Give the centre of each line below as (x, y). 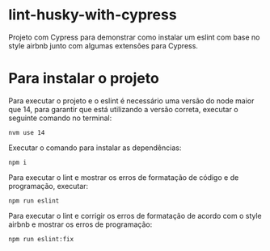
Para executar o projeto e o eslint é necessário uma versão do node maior (131, 100)
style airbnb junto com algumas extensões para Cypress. (103, 45)
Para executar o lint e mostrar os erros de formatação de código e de (124, 177)
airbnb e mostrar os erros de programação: (80, 224)
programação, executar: (49, 186)
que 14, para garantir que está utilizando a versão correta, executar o (123, 109)
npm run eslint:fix (41, 239)
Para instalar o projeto (84, 79)
